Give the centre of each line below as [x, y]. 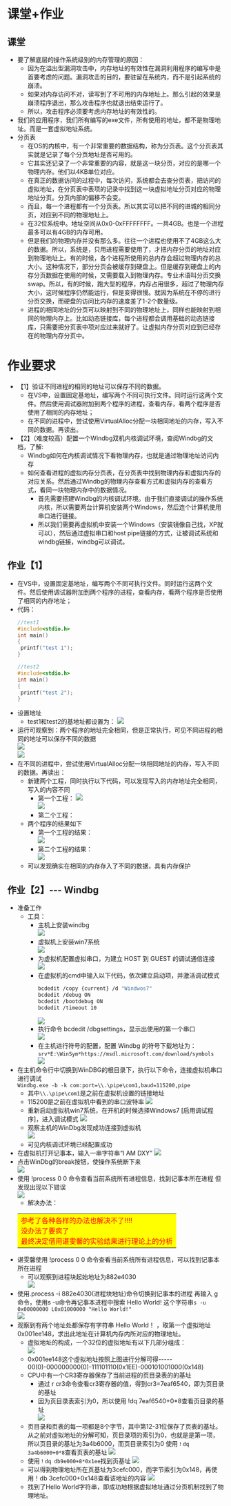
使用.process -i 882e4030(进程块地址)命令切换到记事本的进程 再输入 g [118, 1294]
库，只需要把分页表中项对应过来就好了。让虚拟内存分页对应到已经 [121, 327]
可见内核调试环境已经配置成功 [70, 1144]
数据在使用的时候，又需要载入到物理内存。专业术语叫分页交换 [133, 275]
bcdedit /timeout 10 [67, 1008]
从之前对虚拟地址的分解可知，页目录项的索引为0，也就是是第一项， [123, 1435]
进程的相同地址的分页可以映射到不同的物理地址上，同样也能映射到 [121, 310]
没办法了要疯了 [45, 1231]
